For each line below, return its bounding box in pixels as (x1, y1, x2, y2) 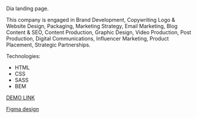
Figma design (6, 106, 40, 112)
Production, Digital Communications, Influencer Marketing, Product (6, 35, 169, 42)
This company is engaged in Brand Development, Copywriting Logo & (6, 16, 176, 23)
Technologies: (6, 53, 41, 59)
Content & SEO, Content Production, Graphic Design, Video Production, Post (6, 29, 192, 36)
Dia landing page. (6, 5, 49, 12)
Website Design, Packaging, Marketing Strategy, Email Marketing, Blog (6, 23, 178, 29)
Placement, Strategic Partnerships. (6, 41, 91, 48)
